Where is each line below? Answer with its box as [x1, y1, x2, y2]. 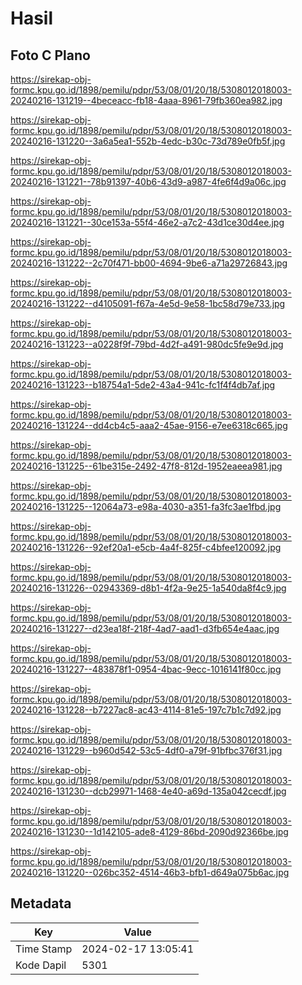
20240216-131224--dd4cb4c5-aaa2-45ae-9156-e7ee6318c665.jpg [10, 420, 288, 431]
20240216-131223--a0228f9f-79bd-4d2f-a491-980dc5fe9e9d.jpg [10, 338, 284, 350]
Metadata [10, 895, 72, 912]
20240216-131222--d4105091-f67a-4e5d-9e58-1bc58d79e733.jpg [10, 298, 286, 309]
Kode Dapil [15, 958, 67, 972]
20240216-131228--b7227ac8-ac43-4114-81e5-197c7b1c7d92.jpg [10, 704, 282, 716]
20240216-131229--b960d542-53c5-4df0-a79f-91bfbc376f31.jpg [10, 745, 283, 756]
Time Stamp [15, 942, 73, 956]
